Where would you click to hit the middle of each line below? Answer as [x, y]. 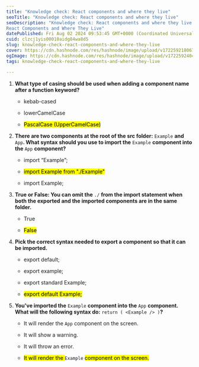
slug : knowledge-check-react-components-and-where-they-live [83, 45]
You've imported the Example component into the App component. [97, 305]
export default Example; [53, 294]
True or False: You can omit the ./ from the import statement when [98, 194]
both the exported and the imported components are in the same [96, 201]
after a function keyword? [47, 90]
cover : [14, 50]
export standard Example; [55, 282]
